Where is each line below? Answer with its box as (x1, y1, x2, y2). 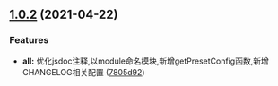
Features (9, 34, 49, 47)
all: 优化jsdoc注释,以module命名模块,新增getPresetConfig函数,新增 (22, 56, 269, 66)
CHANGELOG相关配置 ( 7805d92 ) (22, 66, 145, 77)
